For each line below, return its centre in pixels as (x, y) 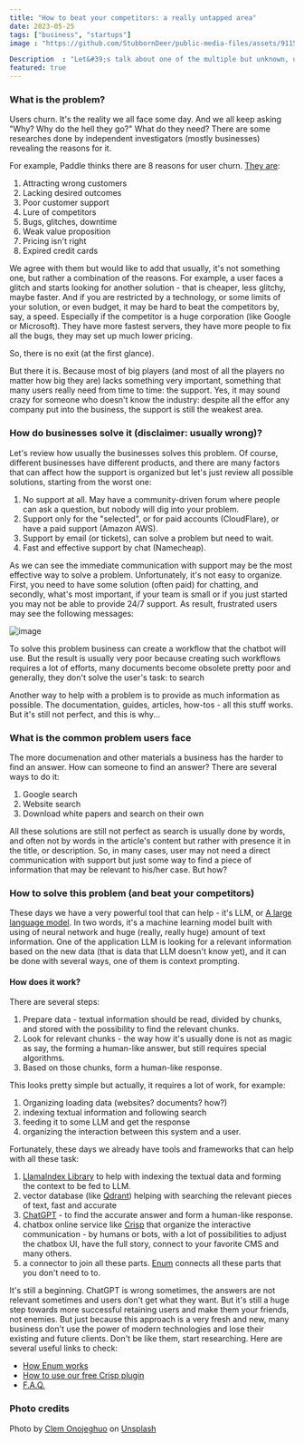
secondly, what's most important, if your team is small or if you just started (148, 594)
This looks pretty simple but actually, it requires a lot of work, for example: (147, 1086)
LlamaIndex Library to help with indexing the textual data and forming (152, 1176)
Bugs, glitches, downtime (70, 222)
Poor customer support (66, 203)
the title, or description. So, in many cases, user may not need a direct (140, 850)
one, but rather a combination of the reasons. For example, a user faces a (146, 278)
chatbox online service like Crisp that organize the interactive (137, 1224)
